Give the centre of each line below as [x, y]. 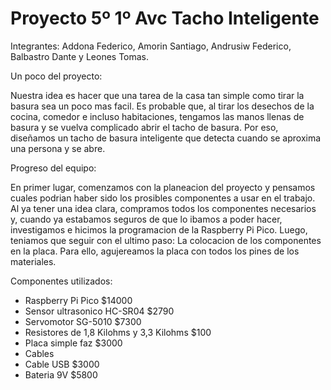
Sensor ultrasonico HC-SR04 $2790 [99, 311]
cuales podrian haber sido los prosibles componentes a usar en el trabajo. [163, 198]
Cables [39, 353]
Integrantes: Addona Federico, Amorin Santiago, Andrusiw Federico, [151, 46]
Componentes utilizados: [61, 281]
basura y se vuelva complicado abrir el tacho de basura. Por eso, [144, 127]
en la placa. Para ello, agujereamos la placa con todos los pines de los [155, 251]
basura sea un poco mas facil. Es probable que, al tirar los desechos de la [162, 106]
